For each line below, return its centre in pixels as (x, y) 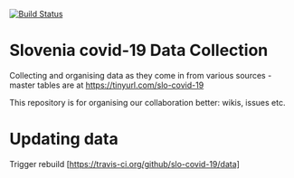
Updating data (64, 139)
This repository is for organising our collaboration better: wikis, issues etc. (147, 102)
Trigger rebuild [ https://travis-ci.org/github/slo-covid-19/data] (124, 164)
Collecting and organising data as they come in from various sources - (141, 75)
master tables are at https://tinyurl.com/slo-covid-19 (107, 85)
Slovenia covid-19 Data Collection (139, 51)
